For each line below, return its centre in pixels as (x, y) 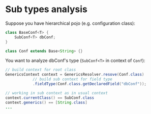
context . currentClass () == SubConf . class (50, 98)
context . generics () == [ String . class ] (46, 102)
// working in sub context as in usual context (57, 93)
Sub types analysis (47, 9)
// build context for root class (41, 70)
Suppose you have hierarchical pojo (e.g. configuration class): (70, 23)
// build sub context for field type (72, 79)
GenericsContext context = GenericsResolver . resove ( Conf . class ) (75, 75)
